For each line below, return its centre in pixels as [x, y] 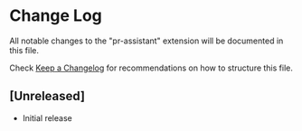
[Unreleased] [47, 96]
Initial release [47, 117]
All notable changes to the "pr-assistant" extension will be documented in [146, 41]
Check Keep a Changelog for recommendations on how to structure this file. [151, 68]
